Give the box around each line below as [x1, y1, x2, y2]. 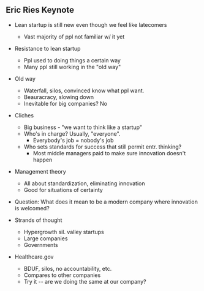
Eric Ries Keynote [6, 5, 75, 15]
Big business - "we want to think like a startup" [23, 123, 142, 131]
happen [32, 156, 53, 163]
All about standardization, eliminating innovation [23, 180, 145, 187]
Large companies [23, 235, 68, 242]
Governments [23, 241, 59, 248]
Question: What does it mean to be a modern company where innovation [14, 198, 198, 205]
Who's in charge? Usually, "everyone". [23, 130, 121, 137]
